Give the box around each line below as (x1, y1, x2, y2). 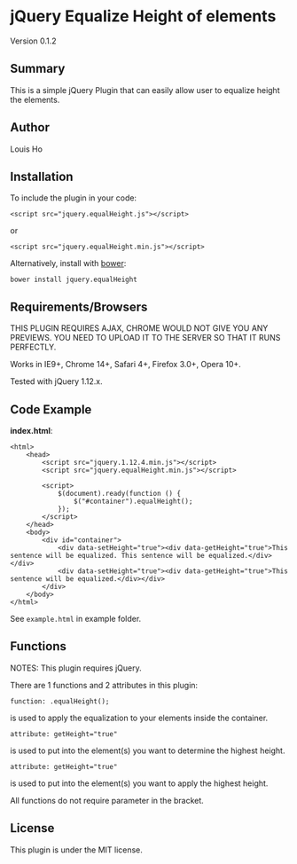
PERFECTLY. (10, 342, 57, 352)
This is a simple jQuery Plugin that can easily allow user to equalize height (10, 84, 280, 95)
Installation (10, 169, 74, 184)
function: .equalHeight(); (10, 696, 110, 706)
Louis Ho (10, 144, 43, 154)
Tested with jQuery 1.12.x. (10, 376, 103, 387)
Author (10, 120, 50, 135)
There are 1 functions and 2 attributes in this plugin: (10, 679, 199, 690)
